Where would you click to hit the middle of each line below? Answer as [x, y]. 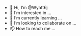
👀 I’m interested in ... [30, 13]
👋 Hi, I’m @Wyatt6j [29, 8]
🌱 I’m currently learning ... [36, 18]
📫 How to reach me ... [32, 28]
